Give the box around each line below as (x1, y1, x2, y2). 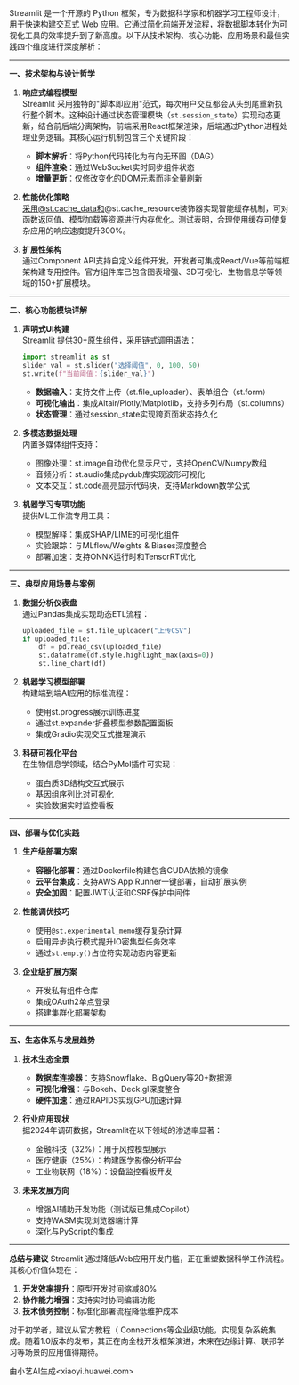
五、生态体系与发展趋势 (9, 1035, 95, 1045)
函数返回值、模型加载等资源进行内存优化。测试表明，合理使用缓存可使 (21, 215, 280, 224)
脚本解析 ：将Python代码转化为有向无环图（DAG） (35, 150, 219, 161)
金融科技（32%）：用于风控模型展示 (35, 1144, 166, 1154)
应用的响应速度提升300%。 (29, 225, 131, 236)
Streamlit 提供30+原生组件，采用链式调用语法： (21, 335, 198, 345)
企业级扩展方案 (21, 967, 77, 976)
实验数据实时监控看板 (35, 800, 114, 810)
